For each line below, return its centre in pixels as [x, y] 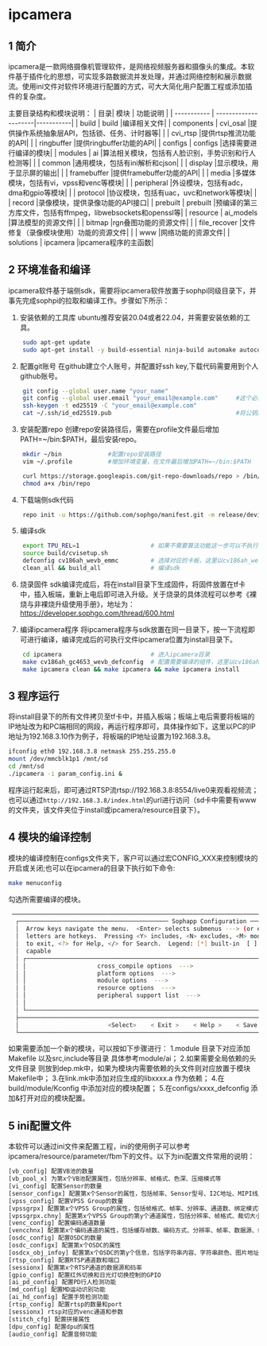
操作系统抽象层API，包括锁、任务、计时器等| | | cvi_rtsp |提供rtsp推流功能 [135, 133]
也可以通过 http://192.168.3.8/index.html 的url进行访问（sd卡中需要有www [132, 800]
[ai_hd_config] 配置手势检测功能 [59, 1298]
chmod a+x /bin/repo [56, 483]
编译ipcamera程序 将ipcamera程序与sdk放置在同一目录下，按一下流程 [134, 629]
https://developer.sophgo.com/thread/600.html [97, 613]
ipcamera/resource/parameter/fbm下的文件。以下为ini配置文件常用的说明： [132, 1156]
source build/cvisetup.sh [66, 553]
